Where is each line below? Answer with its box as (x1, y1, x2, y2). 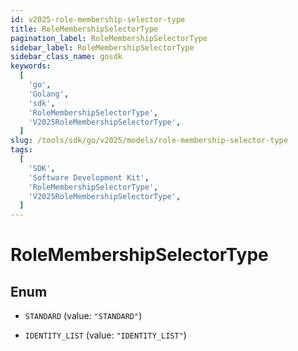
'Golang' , (28, 89, 70, 99)
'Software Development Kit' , (28, 172, 150, 183)
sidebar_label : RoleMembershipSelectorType (10, 42, 195, 53)
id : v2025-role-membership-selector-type (10, 14, 186, 25)
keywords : (10, 61, 52, 71)
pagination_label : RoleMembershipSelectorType (10, 33, 208, 43)
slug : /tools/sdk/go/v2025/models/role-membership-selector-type (10, 136, 288, 146)
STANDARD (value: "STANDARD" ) (24, 310, 143, 322)
